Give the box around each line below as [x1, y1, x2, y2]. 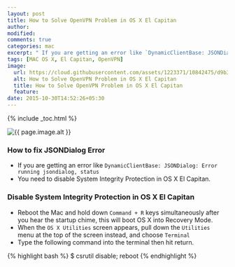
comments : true [7, 36, 52, 43]
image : [7, 62, 27, 69]
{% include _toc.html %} [7, 114, 78, 123]
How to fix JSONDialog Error [7, 145, 106, 155]
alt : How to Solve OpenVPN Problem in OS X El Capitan [13, 75, 177, 83]
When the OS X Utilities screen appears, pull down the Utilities [17, 223, 211, 231]
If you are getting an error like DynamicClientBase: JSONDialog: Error [17, 161, 218, 170]
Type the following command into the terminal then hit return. [17, 238, 194, 246]
